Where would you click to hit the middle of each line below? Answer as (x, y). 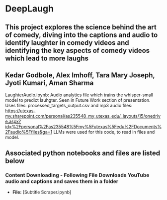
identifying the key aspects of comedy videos (78, 50)
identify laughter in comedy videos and (67, 43)
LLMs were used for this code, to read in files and (104, 132)
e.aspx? (13, 121)
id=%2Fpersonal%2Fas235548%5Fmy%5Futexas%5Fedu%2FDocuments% (83, 127)
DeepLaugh (29, 9)
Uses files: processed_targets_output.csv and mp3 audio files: (69, 106)
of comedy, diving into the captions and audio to (82, 35)
